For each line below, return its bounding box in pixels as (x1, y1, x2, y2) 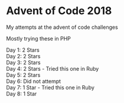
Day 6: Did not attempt (6, 78, 61, 85)
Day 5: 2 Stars (6, 71, 41, 78)
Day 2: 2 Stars (6, 52, 41, 59)
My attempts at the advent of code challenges (6, 24, 118, 31)
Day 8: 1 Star (6, 90, 37, 97)
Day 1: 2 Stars (6, 46, 40, 54)
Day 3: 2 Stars (6, 59, 41, 66)
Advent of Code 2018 (6, 4, 112, 18)
